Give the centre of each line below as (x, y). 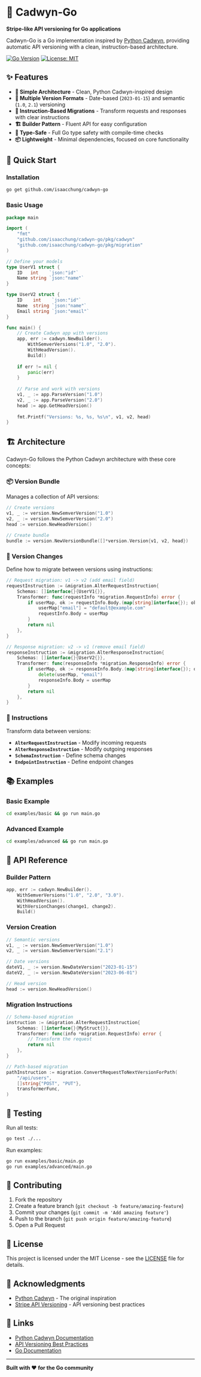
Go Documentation (38, 1350)
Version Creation (31, 927)
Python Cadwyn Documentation (54, 1337)
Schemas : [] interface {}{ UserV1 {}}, (61, 591)
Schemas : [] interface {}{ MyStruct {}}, (64, 1028)
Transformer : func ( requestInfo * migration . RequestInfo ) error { (99, 597)
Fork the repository (39, 1200)
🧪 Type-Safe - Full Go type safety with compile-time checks (89, 132)
